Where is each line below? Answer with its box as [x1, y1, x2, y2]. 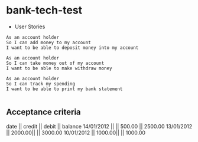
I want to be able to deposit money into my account [6, 45, 139, 51]
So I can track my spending [6, 81, 76, 87]
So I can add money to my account [6, 39, 92, 45]
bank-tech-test [6, 4, 83, 17]
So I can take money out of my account [6, 60, 105, 66]
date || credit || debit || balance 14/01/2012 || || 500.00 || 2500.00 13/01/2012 [6, 123, 193, 130]
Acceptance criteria [6, 107, 81, 117]
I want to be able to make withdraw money [6, 65, 112, 71]
